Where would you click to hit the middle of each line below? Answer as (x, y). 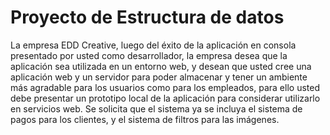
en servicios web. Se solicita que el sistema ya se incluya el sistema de (156, 108)
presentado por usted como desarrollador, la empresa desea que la (149, 55)
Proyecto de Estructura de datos (147, 17)
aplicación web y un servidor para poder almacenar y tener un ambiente (159, 77)
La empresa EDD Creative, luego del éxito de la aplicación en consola (153, 45)
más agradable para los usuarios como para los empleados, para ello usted (165, 87)
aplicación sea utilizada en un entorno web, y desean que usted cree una (161, 66)
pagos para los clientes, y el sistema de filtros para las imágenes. (145, 119)
